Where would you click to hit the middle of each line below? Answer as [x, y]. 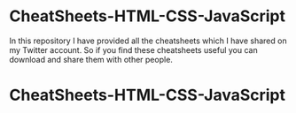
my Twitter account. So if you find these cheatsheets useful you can [134, 49]
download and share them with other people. [91, 59]
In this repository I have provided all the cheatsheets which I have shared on [148, 41]
